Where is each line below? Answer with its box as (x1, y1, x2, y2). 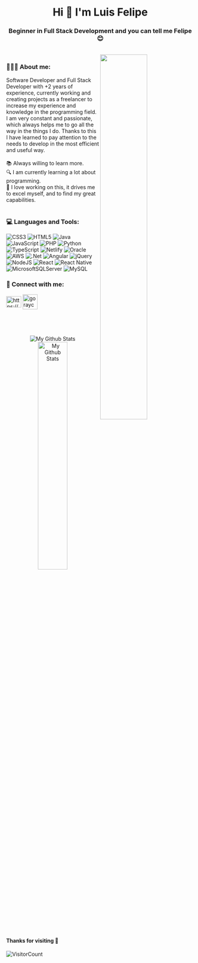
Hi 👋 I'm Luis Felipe (52, 5, 148, 19)
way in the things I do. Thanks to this (6, 127, 97, 134)
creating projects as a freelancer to (6, 95, 92, 102)
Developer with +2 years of (6, 83, 73, 90)
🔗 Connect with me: (6, 280, 64, 289)
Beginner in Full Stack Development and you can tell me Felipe (8, 27, 192, 35)
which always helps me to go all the (6, 121, 94, 128)
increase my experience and (6, 102, 76, 109)
